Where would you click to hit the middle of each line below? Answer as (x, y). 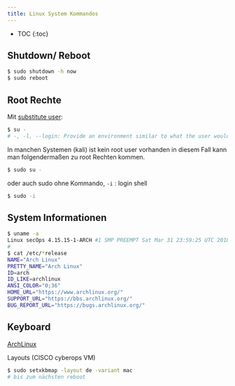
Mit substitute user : (35, 117)
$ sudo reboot (28, 78)
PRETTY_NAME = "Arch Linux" (45, 266)
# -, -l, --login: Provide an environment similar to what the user (109, 136)
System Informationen (57, 217)
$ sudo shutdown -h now (42, 72)
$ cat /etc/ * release (37, 253)
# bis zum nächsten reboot (47, 377)
